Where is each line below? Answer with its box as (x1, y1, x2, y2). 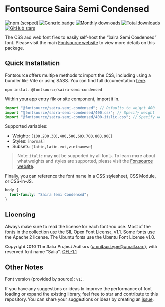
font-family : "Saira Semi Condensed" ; (9, 192, 89, 197)
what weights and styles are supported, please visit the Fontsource (17, 158, 153, 164)
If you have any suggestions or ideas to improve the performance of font (5, 285, 152, 291)
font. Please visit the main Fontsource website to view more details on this (5, 39, 155, 45)
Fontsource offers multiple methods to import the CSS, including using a (5, 72, 151, 78)
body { (5, 188, 19, 193)
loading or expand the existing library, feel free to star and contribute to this (5, 291, 158, 297)
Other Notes (5, 263, 43, 272)
